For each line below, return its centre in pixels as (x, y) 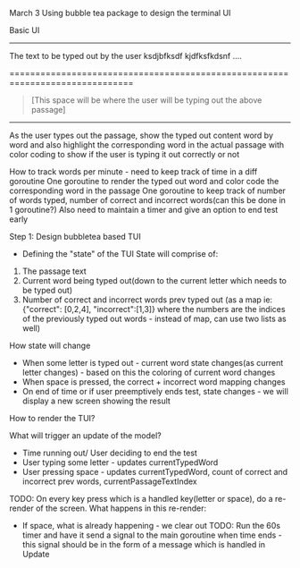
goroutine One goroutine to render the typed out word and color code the (144, 181)
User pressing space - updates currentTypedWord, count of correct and (155, 472)
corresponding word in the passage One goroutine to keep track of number (147, 191)
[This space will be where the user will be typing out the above (146, 100)
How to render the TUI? (52, 418)
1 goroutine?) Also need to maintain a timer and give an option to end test (144, 210)
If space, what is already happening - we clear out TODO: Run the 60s (151, 526)
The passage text (54, 271)
